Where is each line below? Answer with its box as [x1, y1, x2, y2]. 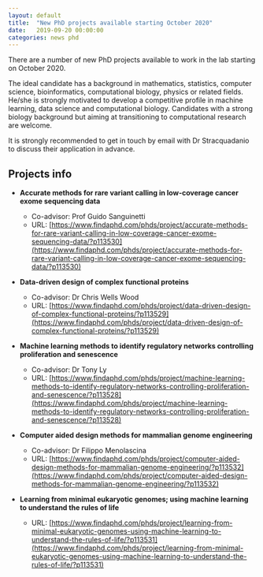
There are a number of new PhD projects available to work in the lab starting [8, 55, 256, 65]
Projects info [8, 167, 72, 181]
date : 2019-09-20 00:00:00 [8, 26, 104, 34]
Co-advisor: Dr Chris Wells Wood [31, 292, 139, 302]
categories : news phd [8, 33, 80, 42]
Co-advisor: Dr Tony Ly [31, 365, 107, 374]
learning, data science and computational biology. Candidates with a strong [8, 104, 254, 114]
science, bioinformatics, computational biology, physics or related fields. [8, 87, 244, 97]
